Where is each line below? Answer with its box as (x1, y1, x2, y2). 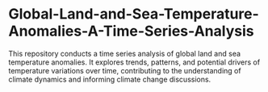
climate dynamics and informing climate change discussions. (8, 74, 211, 84)
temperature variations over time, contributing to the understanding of (8, 65, 241, 75)
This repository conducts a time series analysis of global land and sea (8, 48, 241, 58)
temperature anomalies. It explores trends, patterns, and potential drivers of (8, 57, 261, 67)
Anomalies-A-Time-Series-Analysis (8, 22, 254, 40)
